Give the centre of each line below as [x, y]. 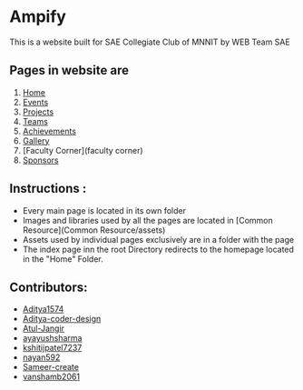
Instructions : [48, 189]
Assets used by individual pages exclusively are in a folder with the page [158, 239]
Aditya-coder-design [62, 319]
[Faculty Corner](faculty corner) [83, 150]
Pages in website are [69, 70]
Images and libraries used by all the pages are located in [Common [148, 220]
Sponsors [40, 160]
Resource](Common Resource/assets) [94, 230]
